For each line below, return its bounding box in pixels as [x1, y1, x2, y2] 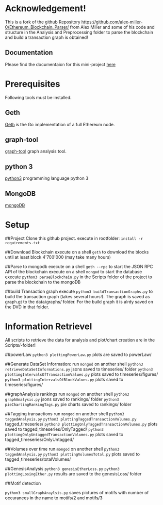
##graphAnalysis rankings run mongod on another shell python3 [5, 391, 130, 397]
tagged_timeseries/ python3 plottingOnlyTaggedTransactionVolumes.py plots [5, 421, 158, 427]
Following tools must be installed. [5, 94, 72, 100]
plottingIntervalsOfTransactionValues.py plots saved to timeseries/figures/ [5, 371, 158, 377]
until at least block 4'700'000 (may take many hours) [5, 254, 111, 260]
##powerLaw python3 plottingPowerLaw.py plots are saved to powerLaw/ [5, 352, 152, 357]
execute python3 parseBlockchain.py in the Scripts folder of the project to [5, 274, 152, 280]
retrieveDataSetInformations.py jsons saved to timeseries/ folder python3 [5, 366, 153, 372]
